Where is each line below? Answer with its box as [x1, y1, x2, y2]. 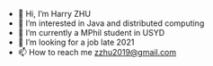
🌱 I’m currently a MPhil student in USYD [17, 28, 165, 37]
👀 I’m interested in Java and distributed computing [17, 18, 205, 29]
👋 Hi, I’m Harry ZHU [17, 9, 92, 19]
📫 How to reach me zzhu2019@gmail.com [17, 47, 177, 57]
